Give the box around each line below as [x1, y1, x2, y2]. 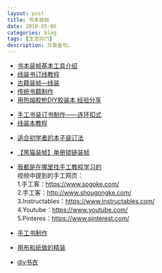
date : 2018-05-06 [7, 23, 57, 29]
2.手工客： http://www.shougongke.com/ [16, 189, 132, 196]
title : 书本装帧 [7, 16, 49, 23]
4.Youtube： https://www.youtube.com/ [16, 206, 128, 213]
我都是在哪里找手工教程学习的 [16, 163, 102, 171]
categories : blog [7, 29, 57, 36]
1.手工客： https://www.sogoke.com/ [16, 180, 119, 188]
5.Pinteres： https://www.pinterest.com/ [16, 214, 130, 222]
